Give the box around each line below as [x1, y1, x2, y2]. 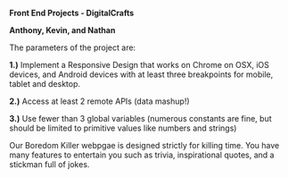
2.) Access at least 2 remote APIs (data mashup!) [9, 96, 190, 106]
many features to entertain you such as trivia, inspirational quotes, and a [9, 149, 275, 160]
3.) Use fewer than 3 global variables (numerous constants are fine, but [9, 114, 272, 123]
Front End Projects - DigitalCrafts [9, 8, 135, 18]
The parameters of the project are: [9, 42, 136, 53]
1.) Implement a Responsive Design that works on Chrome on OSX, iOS [9, 60, 270, 70]
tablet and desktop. [9, 79, 81, 89]
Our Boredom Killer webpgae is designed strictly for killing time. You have [9, 140, 280, 150]
